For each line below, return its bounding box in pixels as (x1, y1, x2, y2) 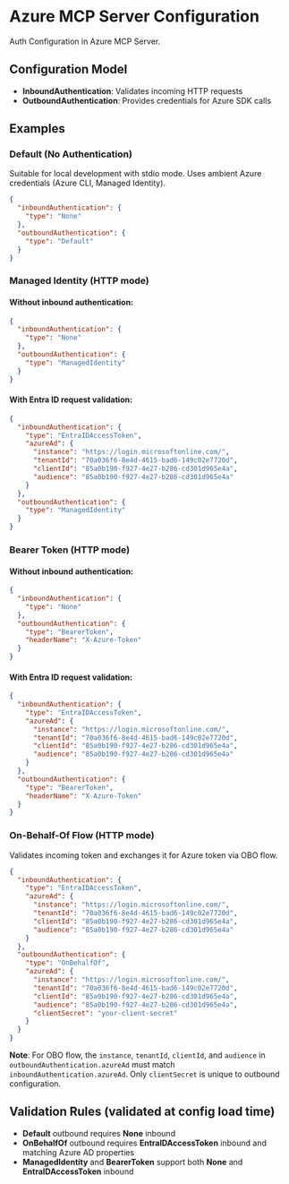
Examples (9, 121, 65, 136)
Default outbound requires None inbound (21, 1128, 176, 1138)
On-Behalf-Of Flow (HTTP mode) (9, 829, 155, 842)
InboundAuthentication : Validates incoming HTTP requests (21, 85, 243, 96)
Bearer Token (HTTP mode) (9, 544, 131, 556)
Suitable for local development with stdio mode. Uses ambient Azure (9, 168, 262, 179)
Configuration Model (9, 62, 128, 77)
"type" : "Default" (25, 236, 94, 245)
